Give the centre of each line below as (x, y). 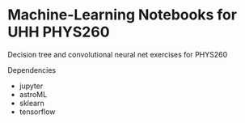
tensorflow (37, 112)
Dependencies (32, 70)
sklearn (32, 103)
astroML (33, 94)
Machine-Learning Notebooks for (122, 15)
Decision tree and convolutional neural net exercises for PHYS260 (118, 54)
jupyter (31, 86)
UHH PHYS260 (59, 32)
